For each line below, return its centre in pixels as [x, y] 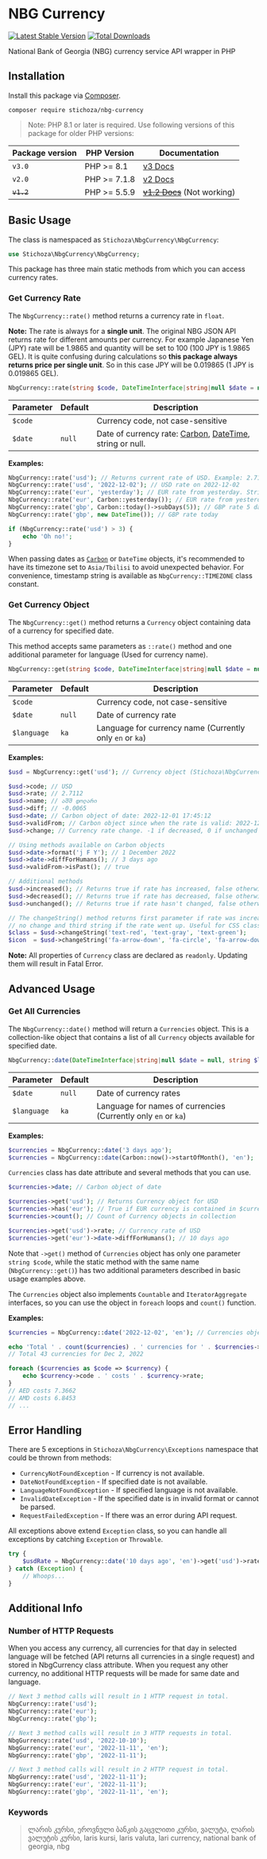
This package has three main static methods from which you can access [127, 269]
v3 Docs [159, 166]
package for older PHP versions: [81, 133]
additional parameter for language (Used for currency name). [108, 654]
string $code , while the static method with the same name [104, 1262]
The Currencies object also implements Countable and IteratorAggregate [128, 1294]
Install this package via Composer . [64, 95]
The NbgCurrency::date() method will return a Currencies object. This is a [128, 1028]
